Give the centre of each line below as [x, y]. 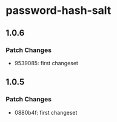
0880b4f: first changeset [46, 112]
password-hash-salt [59, 11]
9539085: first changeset [46, 63]
